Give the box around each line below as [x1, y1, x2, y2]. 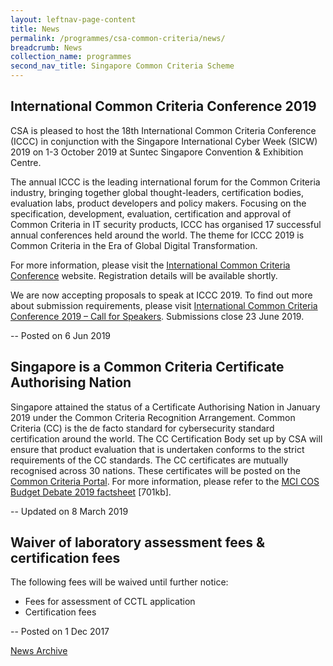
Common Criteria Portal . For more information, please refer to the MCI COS [10, 475, 320, 487]
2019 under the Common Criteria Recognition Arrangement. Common [10, 411, 296, 423]
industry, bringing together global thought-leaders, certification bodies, [10, 186, 305, 198]
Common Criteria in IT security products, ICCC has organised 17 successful [10, 218, 322, 230]
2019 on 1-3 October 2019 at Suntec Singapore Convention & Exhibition [10, 146, 304, 158]
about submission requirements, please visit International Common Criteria [10, 299, 318, 311]
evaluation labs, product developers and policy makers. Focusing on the [10, 197, 307, 209]
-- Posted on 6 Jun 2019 [10, 329, 112, 341]
